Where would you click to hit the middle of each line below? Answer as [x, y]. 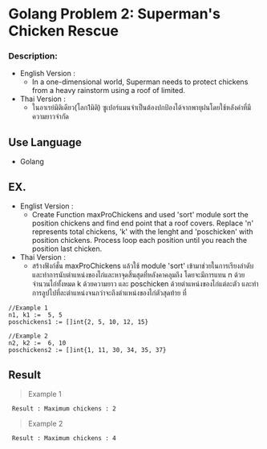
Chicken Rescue [63, 31]
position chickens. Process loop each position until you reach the [139, 241]
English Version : [48, 74]
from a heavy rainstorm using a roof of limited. [109, 91]
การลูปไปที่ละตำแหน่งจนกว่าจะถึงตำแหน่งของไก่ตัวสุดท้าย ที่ [109, 293]
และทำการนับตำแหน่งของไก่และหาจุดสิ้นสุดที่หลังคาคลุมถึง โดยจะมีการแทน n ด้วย [138, 275]
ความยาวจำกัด [51, 116]
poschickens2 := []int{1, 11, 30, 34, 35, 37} [87, 350]
